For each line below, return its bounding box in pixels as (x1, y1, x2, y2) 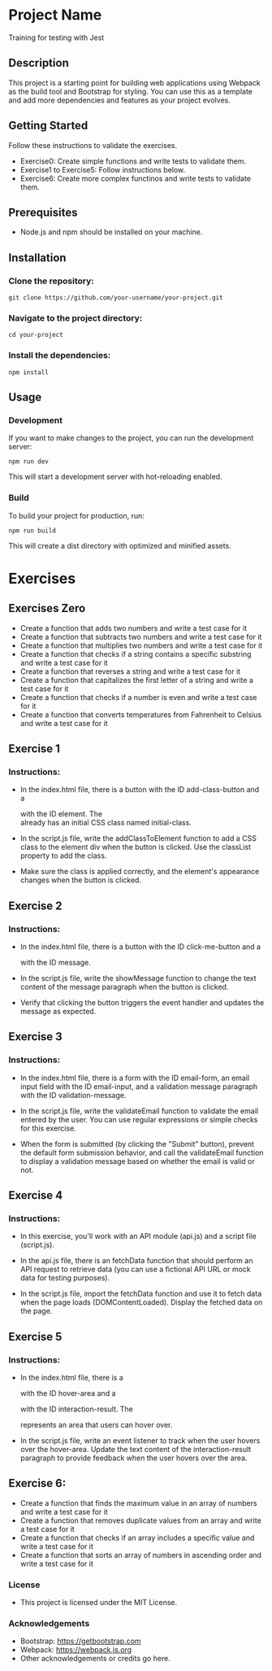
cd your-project (8, 331, 63, 339)
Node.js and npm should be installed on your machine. (19, 227, 203, 237)
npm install (8, 368, 49, 376)
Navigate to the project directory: (8, 312, 143, 323)
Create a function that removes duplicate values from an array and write (19, 1516, 261, 1525)
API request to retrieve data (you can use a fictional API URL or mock (19, 1264, 252, 1275)
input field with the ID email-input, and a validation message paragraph (19, 1081, 258, 1091)
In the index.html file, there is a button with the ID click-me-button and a (19, 942, 261, 951)
